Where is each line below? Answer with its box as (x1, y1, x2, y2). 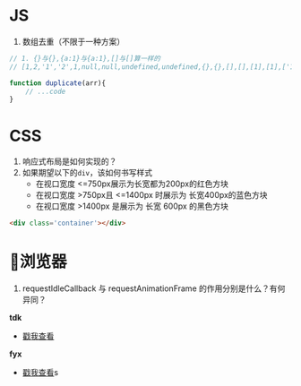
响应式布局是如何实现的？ (21, 156, 117, 167)
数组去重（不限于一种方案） (21, 36, 125, 47)
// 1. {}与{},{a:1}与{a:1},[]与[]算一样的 (9, 54, 161, 63)
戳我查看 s (21, 367, 59, 378)
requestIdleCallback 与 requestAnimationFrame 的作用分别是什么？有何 (21, 283, 286, 294)
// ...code (25, 87, 66, 96)
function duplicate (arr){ (9, 78, 106, 88)
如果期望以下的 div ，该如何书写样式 (21, 167, 153, 178)
